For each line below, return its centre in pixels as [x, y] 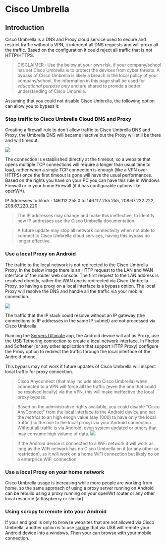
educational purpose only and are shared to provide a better [79, 86]
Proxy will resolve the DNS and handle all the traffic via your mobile [74, 291]
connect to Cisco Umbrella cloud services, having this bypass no [83, 236]
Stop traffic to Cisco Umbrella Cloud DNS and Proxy [68, 119]
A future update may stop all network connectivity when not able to [86, 231]
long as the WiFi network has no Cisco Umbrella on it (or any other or [88, 449]
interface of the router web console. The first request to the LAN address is [82, 275]
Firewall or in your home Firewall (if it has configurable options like [73, 186]
